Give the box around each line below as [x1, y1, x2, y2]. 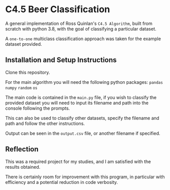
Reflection [5, 145, 39, 153]
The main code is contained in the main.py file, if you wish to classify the [5, 94, 157, 100]
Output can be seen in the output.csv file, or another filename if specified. [5, 130, 161, 136]
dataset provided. [5, 41, 42, 47]
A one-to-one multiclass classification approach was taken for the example [5, 36, 161, 42]
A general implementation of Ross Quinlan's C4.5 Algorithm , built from [5, 20, 153, 26]
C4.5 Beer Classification [5, 4, 110, 15]
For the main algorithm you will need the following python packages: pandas [5, 79, 163, 85]
